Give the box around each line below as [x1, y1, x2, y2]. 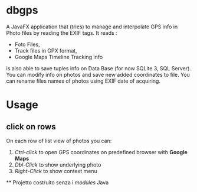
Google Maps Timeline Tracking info [14, 53, 103, 60]
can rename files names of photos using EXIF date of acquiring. [6, 77, 161, 84]
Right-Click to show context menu [14, 167, 97, 174]
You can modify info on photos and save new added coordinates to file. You [6, 71, 191, 78]
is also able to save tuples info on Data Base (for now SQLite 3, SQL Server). [6, 64, 192, 71]
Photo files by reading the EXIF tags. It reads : [6, 29, 117, 36]
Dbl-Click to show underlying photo [14, 161, 101, 168]
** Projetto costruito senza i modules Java [6, 178, 109, 186]
